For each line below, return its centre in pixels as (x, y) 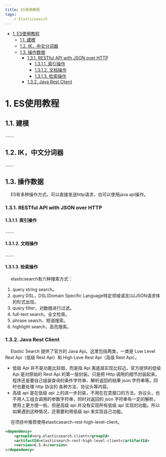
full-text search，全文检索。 (41, 314)
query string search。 (34, 289)
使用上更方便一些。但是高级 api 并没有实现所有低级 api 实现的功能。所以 (86, 405)
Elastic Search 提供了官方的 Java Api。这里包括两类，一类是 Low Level (83, 351)
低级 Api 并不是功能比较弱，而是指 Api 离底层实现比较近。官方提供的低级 (86, 368)
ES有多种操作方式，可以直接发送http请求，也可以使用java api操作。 (80, 194)
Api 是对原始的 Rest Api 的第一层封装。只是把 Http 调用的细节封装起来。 (86, 374)
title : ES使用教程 (23, 10)
